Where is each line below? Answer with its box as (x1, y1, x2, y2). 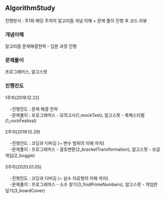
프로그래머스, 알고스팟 (5, 69, 48, 75)
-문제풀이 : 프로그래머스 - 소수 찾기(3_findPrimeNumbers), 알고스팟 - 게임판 (9, 181, 158, 187)
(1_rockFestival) (5, 118, 37, 124)
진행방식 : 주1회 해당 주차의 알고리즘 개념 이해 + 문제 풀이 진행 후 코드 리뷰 (5, 17, 147, 24)
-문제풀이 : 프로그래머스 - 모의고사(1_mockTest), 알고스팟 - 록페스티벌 (9, 112, 145, 118)
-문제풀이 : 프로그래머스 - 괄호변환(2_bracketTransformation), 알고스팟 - (9, 146, 151, 152)
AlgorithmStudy (5, 4, 56, 12)
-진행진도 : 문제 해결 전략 (9, 106, 58, 112)
